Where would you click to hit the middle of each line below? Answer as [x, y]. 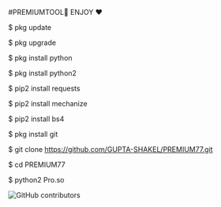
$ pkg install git [33, 134]
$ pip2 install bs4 [36, 119]
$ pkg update [30, 27]
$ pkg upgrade [32, 43]
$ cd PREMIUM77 [37, 164]
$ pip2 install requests [44, 88]
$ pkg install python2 [43, 73]
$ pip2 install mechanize [48, 103]
